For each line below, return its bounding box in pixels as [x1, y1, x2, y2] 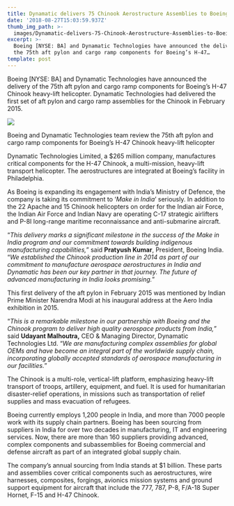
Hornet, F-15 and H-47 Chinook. [7, 491, 100, 499]
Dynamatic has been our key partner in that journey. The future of [7, 268, 197, 276]
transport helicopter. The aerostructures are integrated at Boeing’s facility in [7, 167, 225, 175]
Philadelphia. [7, 174, 45, 182]
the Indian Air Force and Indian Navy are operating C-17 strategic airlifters [7, 210, 219, 218]
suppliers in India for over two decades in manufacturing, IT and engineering [7, 425, 227, 434]
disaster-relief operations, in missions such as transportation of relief [7, 390, 205, 398]
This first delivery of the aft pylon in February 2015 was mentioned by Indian [7, 289, 226, 297]
